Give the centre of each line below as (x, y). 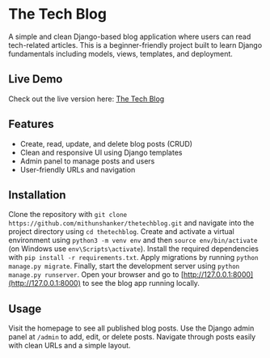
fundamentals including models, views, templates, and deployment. (120, 53)
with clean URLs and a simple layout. (70, 346)
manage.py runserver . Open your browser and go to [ (96, 275)
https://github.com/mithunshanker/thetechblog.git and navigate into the (131, 223)
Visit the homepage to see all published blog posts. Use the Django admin (131, 328)
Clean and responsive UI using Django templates (101, 152)
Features (31, 124)
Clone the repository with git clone (68, 215)
